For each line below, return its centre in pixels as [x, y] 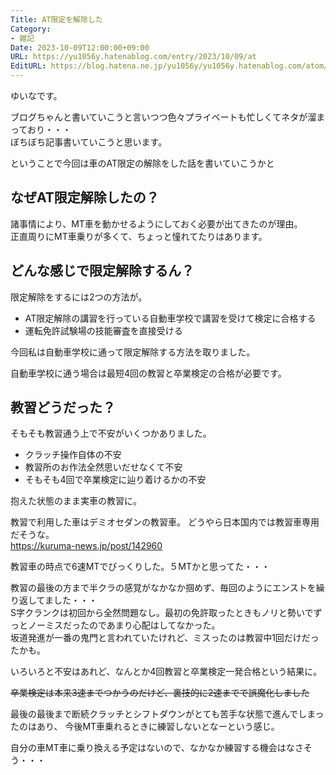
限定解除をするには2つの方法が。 [79, 297]
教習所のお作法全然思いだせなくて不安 [103, 467]
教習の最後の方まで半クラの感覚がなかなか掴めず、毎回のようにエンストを [163, 588]
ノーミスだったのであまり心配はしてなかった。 [124, 625]
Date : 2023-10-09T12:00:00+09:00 [80, 47]
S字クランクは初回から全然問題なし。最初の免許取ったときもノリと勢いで [162, 613]
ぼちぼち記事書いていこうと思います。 [89, 142]
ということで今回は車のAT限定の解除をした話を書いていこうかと [142, 163]
